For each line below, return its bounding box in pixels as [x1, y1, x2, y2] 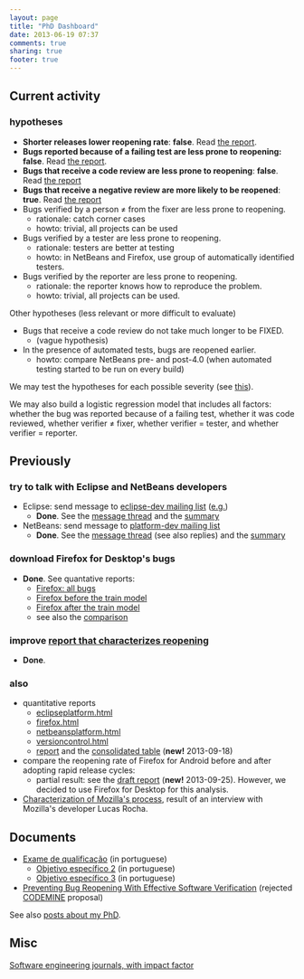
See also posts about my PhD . [9, 909, 121, 920]
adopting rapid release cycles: [22, 765, 136, 776]
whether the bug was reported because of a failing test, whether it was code [9, 408, 295, 419]
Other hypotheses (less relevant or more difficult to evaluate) [9, 307, 237, 318]
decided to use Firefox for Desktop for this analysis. [35, 784, 229, 795]
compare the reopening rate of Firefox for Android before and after [22, 756, 271, 767]
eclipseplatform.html [35, 707, 113, 719]
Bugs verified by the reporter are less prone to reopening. [22, 270, 238, 281]
